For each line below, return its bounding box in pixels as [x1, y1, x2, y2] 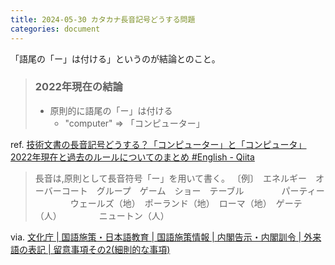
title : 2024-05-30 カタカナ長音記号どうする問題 [10, 14, 196, 25]
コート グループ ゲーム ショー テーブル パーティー [61, 184, 325, 196]
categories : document [10, 24, 101, 34]
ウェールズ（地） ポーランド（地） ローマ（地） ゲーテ [69, 197, 303, 209]
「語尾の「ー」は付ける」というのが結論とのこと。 [10, 52, 221, 65]
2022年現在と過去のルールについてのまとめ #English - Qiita [10, 151, 255, 163]
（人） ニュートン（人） [34, 209, 170, 221]
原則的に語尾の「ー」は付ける [49, 104, 173, 116]
